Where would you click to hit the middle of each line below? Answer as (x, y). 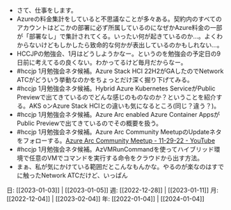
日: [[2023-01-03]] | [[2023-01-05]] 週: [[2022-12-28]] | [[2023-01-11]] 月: (112, 190)
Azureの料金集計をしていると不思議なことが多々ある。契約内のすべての (119, 19)
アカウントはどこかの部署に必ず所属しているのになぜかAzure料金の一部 (119, 27)
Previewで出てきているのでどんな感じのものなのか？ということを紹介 (116, 97)
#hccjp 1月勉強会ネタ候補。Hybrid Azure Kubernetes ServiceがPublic (116, 88)
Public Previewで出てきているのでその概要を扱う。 (89, 123)
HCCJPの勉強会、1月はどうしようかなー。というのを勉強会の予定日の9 (118, 54)
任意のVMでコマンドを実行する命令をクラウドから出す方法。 (116, 158)
